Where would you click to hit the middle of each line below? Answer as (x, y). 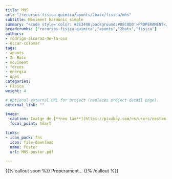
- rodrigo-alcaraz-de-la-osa (36, 39)
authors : (15, 34)
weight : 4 (16, 91)
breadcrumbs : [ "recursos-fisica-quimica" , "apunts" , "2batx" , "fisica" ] (81, 29)
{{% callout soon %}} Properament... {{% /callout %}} (62, 171)
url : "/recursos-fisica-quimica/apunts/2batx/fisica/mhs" (68, 15)
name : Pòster (24, 147)
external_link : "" (25, 105)
